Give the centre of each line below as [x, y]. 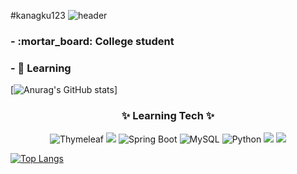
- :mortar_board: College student [92, 41]
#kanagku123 [38, 15]
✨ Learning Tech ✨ [168, 116]
